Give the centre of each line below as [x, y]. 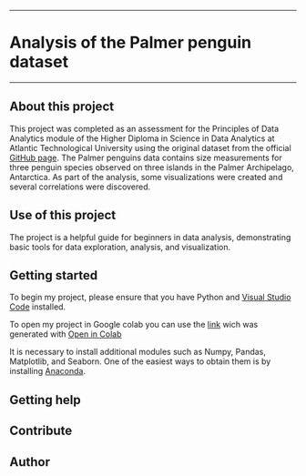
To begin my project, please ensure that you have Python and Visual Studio [150, 298]
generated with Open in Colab [66, 334]
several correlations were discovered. [80, 187]
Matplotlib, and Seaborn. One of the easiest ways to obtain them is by [140, 361]
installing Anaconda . [48, 371]
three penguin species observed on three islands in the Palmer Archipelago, [152, 167]
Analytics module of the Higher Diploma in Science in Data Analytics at [142, 138]
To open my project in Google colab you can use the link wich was [134, 325]
